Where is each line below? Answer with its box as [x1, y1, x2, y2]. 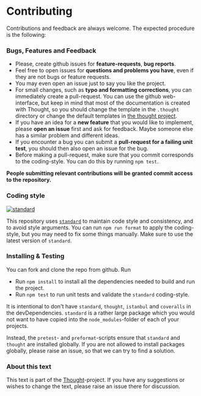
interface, [15, 99, 40, 106]
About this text [6, 362, 52, 371]
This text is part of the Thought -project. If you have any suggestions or [6, 376, 185, 384]
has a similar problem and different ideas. [15, 132, 120, 139]
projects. [6, 322, 29, 329]
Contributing [6, 4, 73, 18]
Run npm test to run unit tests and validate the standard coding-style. [15, 291, 189, 298]
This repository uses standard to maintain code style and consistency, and [6, 217, 194, 225]
